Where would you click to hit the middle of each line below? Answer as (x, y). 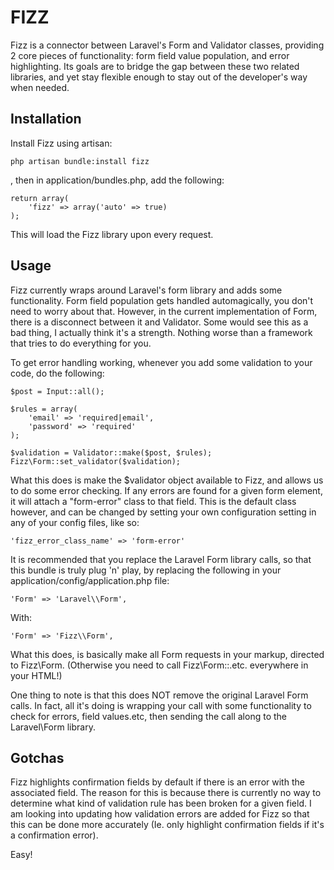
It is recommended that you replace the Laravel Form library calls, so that (161, 559)
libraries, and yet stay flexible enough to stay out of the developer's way (159, 77)
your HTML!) (36, 675)
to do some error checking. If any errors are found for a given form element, (166, 490)
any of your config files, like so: (75, 522)
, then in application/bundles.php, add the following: (117, 180)
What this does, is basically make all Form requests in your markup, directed (167, 654)
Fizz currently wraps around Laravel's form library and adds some (146, 290)
